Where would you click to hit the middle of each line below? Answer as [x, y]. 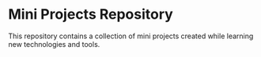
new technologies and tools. [54, 44]
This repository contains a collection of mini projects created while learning [131, 36]
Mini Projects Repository [91, 14]
